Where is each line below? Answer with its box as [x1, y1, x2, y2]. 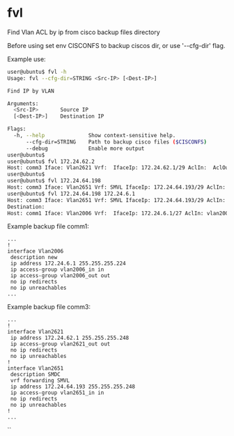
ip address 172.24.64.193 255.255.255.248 [10, 383, 136, 391]
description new [10, 254, 58, 261]
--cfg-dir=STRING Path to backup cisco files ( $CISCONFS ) [25, 138, 208, 146]
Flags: [7, 125, 26, 133]
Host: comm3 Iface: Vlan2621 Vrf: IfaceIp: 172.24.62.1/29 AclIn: [7, 164, 208, 171]
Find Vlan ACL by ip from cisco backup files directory [7, 28, 160, 36]
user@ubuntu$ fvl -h [7, 68, 68, 75]
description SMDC [10, 371, 61, 378]
